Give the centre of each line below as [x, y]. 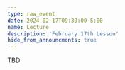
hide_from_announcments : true [52, 40]
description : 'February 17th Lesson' [63, 34]
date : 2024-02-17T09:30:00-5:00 [55, 21]
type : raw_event [31, 14]
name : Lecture [28, 27]
